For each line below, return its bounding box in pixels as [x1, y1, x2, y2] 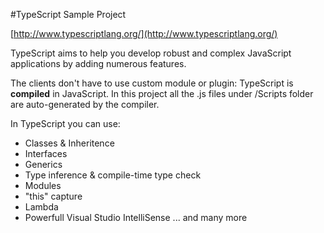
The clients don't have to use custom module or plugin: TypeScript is [10, 77, 294, 89]
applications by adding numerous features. [10, 58, 187, 69]
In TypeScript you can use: [10, 118, 121, 129]
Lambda [24, 201, 59, 213]
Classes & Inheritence [24, 137, 115, 149]
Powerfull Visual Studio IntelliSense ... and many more [24, 212, 248, 223]
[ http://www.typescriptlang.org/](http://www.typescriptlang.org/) [10, 28, 278, 39]
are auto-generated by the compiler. [10, 99, 160, 110]
